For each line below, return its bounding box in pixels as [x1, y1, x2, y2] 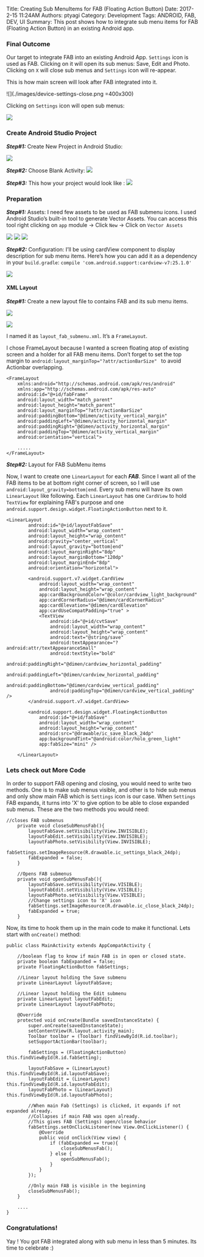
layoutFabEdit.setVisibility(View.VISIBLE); [28, 887, 143, 893]
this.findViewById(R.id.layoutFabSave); [6, 1071, 111, 1077]
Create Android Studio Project [6, 129, 97, 137]
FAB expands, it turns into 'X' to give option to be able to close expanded [6, 799, 189, 807]
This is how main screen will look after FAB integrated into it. [6, 79, 158, 86]
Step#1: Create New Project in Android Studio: [6, 143, 123, 150]
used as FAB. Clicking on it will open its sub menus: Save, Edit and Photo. [6, 60, 190, 68]
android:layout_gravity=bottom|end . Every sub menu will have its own [6, 486, 183, 493]
